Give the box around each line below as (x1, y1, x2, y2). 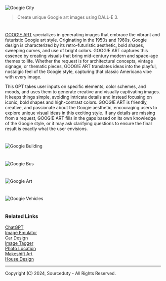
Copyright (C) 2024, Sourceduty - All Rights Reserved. (5, 270, 116, 276)
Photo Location (5, 245, 36, 251)
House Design (5, 256, 34, 262)
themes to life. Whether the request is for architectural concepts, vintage (5, 58, 153, 64)
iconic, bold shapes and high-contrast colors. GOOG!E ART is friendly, (5, 99, 148, 105)
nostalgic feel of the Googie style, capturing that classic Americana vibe (5, 69, 152, 74)
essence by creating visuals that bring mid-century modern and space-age (5, 53, 158, 59)
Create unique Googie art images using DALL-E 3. (17, 14, 119, 20)
